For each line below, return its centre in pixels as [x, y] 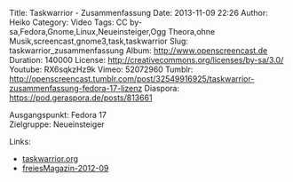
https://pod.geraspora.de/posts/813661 [81, 98]
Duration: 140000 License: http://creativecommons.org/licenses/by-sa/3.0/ [146, 60]
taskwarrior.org [50, 158]
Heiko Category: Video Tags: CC [69, 22]
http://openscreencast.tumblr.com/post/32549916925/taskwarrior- [132, 79]
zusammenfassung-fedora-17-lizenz [76, 88]
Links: [20, 142]
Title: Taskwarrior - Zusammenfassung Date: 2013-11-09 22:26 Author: [139, 13]
